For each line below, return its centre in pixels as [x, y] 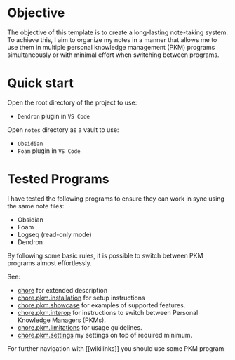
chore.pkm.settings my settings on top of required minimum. [105, 335]
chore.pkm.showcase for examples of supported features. [101, 305]
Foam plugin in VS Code [49, 151]
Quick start [40, 83]
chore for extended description [62, 290]
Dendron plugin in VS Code [54, 116]
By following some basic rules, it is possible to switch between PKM [105, 255]
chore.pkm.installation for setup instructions [81, 298]
